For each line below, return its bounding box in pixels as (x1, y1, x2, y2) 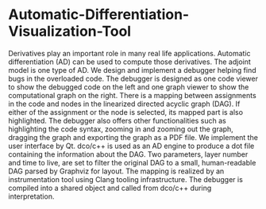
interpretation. (8, 192, 55, 201)
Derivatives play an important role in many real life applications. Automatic (8, 48, 252, 58)
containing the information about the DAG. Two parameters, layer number (8, 149, 249, 159)
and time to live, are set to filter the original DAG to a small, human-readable (8, 158, 256, 167)
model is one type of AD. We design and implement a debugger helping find (8, 65, 256, 74)
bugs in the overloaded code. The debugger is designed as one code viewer (8, 74, 258, 83)
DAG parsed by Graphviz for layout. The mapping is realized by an (8, 166, 225, 176)
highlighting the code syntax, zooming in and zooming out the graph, (8, 124, 234, 134)
